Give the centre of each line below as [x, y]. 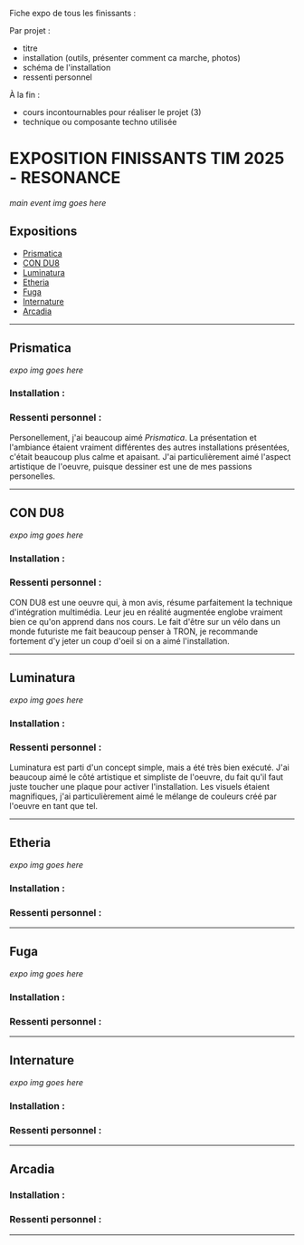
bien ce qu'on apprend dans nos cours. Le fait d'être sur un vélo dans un [145, 621]
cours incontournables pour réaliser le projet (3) [112, 112]
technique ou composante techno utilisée [100, 122]
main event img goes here [58, 202]
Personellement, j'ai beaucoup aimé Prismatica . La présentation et [133, 437]
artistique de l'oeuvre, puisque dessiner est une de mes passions [131, 466]
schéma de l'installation [66, 68]
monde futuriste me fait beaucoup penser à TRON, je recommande [134, 631]
